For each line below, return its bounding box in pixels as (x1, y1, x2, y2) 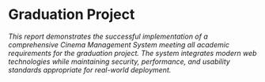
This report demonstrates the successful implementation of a (8, 32, 208, 41)
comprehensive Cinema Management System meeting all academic (8, 39, 229, 49)
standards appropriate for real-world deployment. (8, 65, 172, 74)
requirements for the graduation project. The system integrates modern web (8, 48, 257, 58)
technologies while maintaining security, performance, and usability (8, 57, 231, 66)
